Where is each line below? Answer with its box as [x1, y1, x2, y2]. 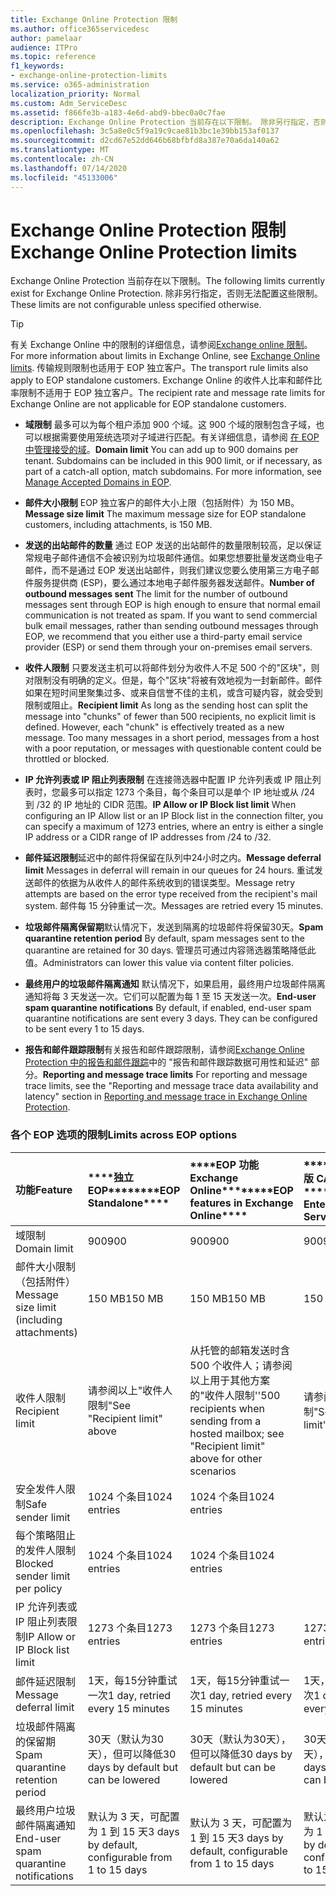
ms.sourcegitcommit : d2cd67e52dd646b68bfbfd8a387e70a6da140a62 [10, 136, 280, 146]
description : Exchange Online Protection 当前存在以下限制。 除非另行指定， [10, 117, 313, 127]
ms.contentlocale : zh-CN [10, 154, 114, 164]
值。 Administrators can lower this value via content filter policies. [24, 957, 295, 969]
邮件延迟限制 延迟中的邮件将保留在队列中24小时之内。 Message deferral [24, 852, 322, 864]
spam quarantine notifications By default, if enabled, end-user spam [24, 1002, 312, 1014]
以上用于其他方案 [189, 1373, 271, 1387]
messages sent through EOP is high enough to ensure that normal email [24, 599, 321, 611]
